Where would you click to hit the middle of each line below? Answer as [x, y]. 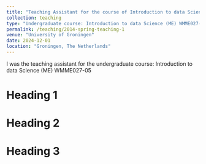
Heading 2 [33, 123]
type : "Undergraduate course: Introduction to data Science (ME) [91, 23]
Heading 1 [32, 95]
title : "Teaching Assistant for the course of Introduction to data [96, 12]
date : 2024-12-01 [29, 41]
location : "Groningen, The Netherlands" [59, 47]
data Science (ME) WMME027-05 [49, 70]
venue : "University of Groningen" [51, 35]
